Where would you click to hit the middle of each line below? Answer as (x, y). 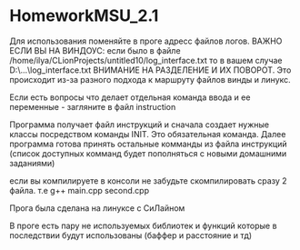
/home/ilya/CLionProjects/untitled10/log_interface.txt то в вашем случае (146, 60)
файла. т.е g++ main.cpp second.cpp (80, 190)
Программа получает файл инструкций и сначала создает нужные (140, 125)
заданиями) (32, 163)
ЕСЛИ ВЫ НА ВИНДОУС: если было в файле (95, 50)
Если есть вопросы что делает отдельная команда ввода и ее (130, 97)
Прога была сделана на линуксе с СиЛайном (97, 208)
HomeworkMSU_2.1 (84, 16)
